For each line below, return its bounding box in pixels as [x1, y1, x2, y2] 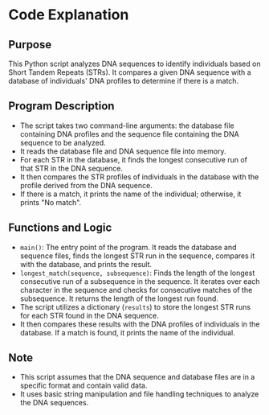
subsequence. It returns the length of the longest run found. [19, 294, 219, 303]
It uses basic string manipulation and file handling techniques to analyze [19, 389, 259, 399]
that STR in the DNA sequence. [19, 163, 123, 173]
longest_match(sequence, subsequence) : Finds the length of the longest [19, 268, 255, 277]
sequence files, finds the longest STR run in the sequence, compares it [19, 251, 255, 261]
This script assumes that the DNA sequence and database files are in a [19, 372, 255, 382]
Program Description [8, 99, 115, 113]
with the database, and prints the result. [19, 259, 153, 269]
